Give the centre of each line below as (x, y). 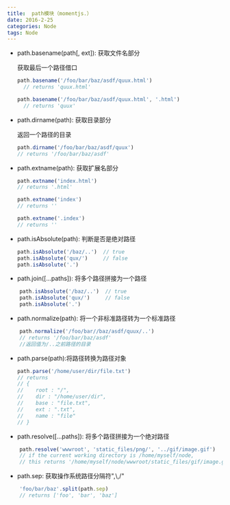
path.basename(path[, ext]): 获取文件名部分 (78, 53)
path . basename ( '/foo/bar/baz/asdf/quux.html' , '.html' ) (98, 100)
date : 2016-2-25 (30, 20)
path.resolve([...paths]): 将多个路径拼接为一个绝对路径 (93, 436)
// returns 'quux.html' (57, 87)
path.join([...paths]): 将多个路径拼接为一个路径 (82, 278)
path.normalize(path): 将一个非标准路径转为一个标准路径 (96, 318)
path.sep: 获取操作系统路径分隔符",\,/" (71, 476)
